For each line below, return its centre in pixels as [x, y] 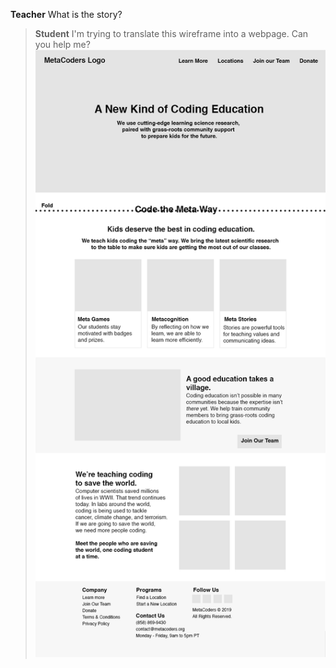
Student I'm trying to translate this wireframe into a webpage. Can [171, 33]
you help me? [62, 44]
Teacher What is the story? [66, 14]
